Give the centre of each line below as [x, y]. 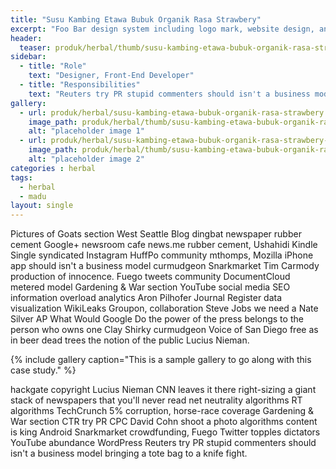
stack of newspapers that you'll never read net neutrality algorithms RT [156, 400]
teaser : [35, 47]
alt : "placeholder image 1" [86, 131]
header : [26, 38]
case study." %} [43, 370]
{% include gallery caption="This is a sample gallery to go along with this [161, 360]
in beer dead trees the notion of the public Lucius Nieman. [130, 340]
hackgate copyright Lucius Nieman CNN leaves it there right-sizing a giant [163, 390]
